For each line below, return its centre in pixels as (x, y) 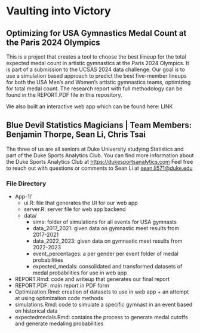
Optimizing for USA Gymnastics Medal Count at (96, 33)
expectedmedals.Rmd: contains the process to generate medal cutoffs (101, 317)
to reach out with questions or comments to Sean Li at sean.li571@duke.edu (99, 168)
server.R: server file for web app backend (75, 209)
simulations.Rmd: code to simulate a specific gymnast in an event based (104, 305)
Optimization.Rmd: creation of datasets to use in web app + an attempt (102, 292)
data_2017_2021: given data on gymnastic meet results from (106, 228)
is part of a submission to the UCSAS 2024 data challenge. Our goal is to (96, 69)
